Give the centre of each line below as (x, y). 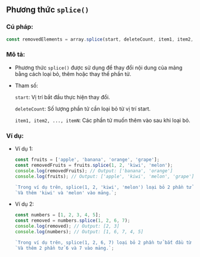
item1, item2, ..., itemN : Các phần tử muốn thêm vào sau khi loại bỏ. (102, 120)
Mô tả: (16, 54)
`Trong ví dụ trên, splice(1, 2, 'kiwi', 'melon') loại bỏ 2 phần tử (103, 187)
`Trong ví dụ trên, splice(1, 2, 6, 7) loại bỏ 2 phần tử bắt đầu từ (103, 242)
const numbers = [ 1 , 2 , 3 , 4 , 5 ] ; (58, 215)
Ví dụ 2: (24, 204)
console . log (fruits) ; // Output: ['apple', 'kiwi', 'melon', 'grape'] (104, 176)
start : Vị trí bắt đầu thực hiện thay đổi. (62, 97)
